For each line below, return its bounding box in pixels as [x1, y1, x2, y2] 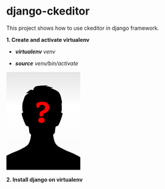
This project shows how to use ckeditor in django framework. [6, 24, 160, 32]
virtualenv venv [15, 47, 56, 55]
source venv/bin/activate [15, 60, 79, 67]
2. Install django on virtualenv [6, 176, 83, 183]
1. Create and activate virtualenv [6, 36, 90, 43]
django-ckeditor [6, 4, 90, 18]
